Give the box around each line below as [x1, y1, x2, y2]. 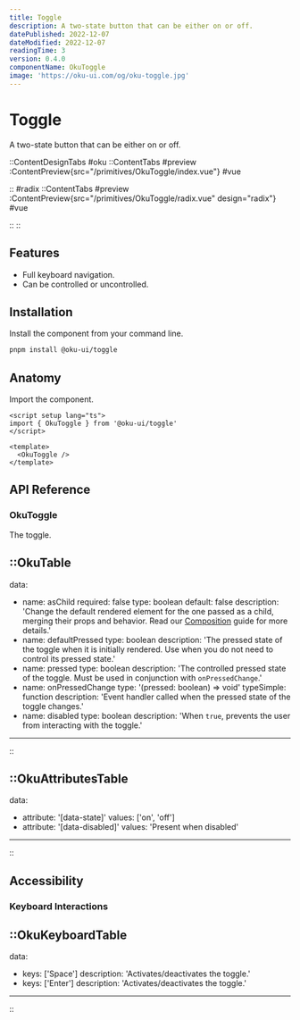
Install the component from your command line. [9, 328, 184, 339]
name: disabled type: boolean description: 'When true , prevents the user [21, 710, 291, 721]
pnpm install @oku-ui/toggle [9, 346, 118, 355]
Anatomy [9, 370, 62, 385]
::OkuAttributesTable [9, 771, 129, 786]
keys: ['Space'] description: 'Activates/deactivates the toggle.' [21, 968, 251, 979]
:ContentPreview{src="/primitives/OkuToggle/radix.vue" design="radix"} [9, 193, 277, 204]
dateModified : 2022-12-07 [9, 38, 105, 47]
